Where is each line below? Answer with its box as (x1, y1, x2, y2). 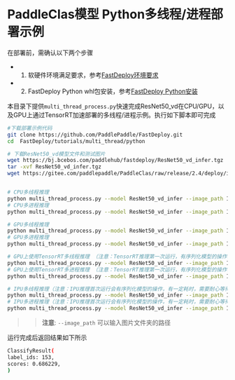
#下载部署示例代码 (7, 124, 52, 132)
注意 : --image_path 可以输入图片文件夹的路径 (41, 318, 171, 327)
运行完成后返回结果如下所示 (7, 334, 87, 342)
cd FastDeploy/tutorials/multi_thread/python (7, 137, 145, 144)
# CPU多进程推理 (7, 201, 50, 209)
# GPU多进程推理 (7, 234, 50, 241)
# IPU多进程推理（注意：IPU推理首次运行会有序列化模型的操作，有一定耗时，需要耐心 (7, 299, 220, 306)
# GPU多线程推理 (7, 221, 50, 228)
